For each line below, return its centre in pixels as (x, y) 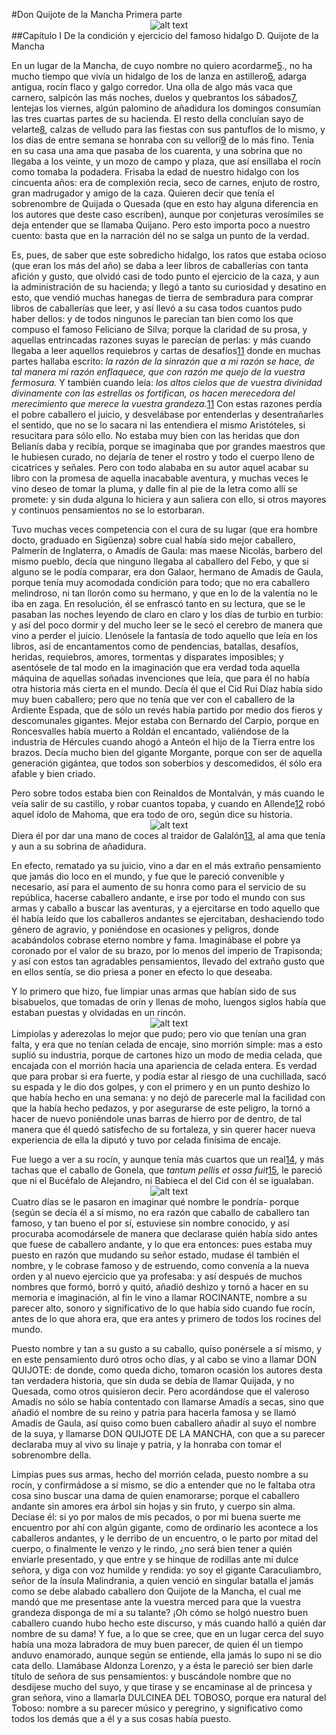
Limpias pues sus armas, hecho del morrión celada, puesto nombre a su (160, 1474)
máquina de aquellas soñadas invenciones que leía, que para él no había (161, 678)
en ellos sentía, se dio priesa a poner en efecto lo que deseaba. (142, 972)
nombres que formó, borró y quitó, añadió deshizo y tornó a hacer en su (160, 1287)
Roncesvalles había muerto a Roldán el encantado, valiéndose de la (150, 731)
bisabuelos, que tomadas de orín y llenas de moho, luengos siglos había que (169, 1002)
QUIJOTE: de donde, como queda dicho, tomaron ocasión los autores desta (167, 1370)
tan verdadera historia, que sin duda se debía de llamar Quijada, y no (153, 1380)
